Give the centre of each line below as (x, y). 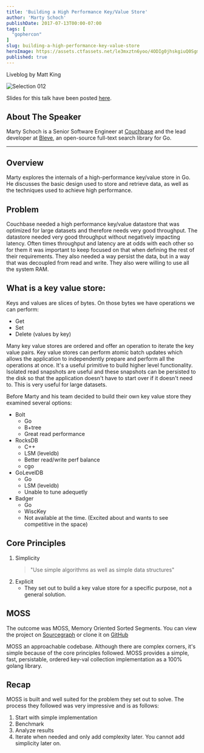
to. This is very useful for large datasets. (57, 384)
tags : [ (16, 29)
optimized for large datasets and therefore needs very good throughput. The (102, 231)
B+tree (32, 427)
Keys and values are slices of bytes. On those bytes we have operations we (101, 303)
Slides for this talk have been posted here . (59, 98)
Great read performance (54, 434)
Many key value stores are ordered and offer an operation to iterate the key (100, 346)
